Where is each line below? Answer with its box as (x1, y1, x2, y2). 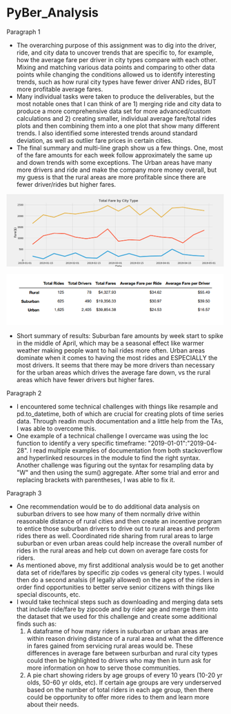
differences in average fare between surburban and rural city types (26, 648, 218, 657)
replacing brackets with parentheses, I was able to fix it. (16, 475, 175, 484)
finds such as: (16, 619, 57, 628)
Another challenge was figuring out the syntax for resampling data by (16, 461, 214, 469)
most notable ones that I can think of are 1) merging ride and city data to (16, 99, 222, 108)
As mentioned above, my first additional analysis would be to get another (16, 561, 224, 569)
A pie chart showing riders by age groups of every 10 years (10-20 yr (26, 671, 223, 679)
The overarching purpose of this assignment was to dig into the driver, (16, 41, 217, 49)
